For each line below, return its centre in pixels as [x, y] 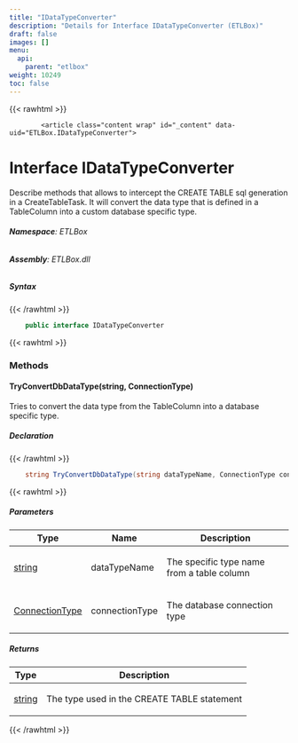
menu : [19, 51]
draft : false [33, 34]
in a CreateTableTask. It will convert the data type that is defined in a [134, 202]
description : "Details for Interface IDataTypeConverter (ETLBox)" [137, 26]
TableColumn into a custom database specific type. [103, 211]
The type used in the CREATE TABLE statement [144, 699]
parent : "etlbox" [57, 67]
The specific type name [216, 562]
